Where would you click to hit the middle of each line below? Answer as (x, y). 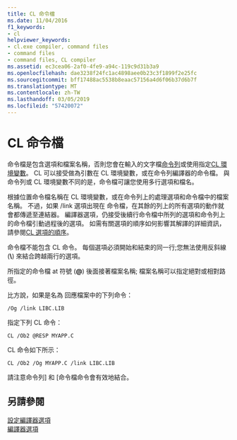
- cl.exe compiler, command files (58, 47)
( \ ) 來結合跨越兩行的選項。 (46, 256)
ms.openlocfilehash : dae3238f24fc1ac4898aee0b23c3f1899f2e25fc (102, 73)
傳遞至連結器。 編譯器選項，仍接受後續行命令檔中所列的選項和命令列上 (122, 214)
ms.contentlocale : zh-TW (44, 93)
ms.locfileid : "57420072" (45, 106)
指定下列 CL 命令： (35, 322)
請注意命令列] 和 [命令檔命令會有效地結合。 (70, 377)
